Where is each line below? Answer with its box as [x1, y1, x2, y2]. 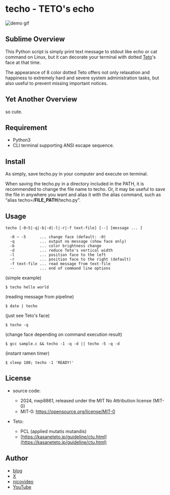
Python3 [12, 137, 31, 143]
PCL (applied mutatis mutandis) [20, 428, 87, 434]
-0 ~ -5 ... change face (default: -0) [10, 234, 106, 240]
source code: [12, 388, 41, 394]
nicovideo [12, 478, 34, 484]
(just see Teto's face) [5, 313, 50, 318]
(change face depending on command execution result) [5, 331, 123, 337]
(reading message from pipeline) [5, 294, 74, 299]
